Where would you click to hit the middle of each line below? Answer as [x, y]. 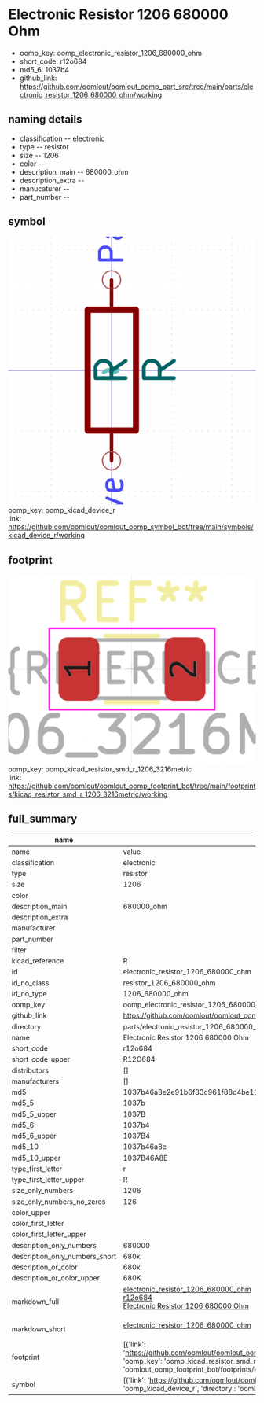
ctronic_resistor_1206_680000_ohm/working [91, 94]
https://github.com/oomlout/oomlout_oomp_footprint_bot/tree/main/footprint [132, 786]
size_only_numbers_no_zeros [59, 1202]
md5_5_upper [34, 1114]
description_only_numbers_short [64, 1256]
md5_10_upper [36, 1158]
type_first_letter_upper [48, 1180]
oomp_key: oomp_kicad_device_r [62, 510]
